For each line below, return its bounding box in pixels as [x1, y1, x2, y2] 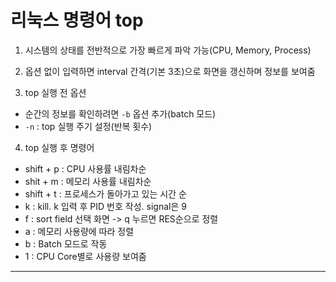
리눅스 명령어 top [10, 9, 144, 32]
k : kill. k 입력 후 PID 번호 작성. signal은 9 [24, 200, 187, 212]
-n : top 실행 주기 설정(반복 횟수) [24, 120, 153, 132]
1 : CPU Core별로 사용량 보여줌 [24, 250, 147, 262]
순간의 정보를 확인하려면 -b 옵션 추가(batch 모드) [24, 107, 217, 120]
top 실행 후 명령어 [24, 141, 95, 153]
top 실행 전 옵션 [24, 86, 87, 98]
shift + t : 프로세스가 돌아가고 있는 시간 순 [24, 187, 187, 200]
